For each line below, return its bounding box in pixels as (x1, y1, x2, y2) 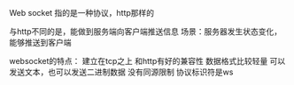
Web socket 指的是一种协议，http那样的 (9, 8, 155, 18)
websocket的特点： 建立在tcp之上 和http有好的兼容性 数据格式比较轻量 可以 (9, 56, 286, 66)
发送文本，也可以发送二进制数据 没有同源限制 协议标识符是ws (9, 67, 234, 77)
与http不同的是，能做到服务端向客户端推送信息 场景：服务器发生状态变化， (9, 26, 282, 37)
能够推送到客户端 (9, 38, 72, 47)
